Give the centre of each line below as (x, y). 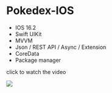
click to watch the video (36, 72)
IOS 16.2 (26, 28)
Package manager (38, 60)
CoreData (27, 53)
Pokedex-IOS (40, 11)
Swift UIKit (28, 34)
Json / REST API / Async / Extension (61, 47)
